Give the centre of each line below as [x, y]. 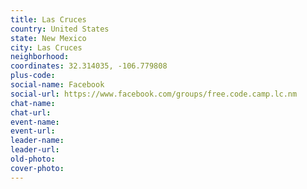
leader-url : [35, 150]
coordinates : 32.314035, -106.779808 [89, 66]
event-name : [35, 122]
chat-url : [31, 112]
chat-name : [33, 103]
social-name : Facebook [57, 85]
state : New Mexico [48, 38]
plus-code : [33, 76]
